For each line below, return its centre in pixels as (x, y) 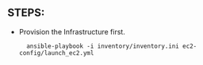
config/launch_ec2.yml (56, 53)
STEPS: (26, 13)
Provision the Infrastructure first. (72, 31)
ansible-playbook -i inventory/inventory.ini (103, 46)
